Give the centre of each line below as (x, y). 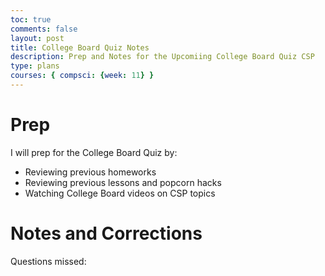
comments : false (44, 29)
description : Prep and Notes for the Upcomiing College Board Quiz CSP (162, 57)
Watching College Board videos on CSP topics (120, 193)
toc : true (31, 19)
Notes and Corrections (106, 233)
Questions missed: (48, 261)
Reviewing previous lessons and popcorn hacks (123, 182)
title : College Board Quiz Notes (80, 47)
